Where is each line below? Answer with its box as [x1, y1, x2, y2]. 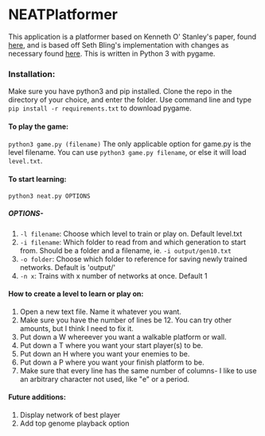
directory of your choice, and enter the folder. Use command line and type [8, 95, 252, 105]
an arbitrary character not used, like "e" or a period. [19, 374, 189, 384]
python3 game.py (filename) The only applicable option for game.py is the [8, 139, 251, 149]
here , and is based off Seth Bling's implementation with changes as [8, 40, 229, 49]
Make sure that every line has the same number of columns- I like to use [19, 365, 257, 375]
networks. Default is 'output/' [19, 262, 116, 272]
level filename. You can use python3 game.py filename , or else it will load [8, 148, 247, 157]
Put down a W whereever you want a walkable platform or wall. [19, 332, 227, 341]
